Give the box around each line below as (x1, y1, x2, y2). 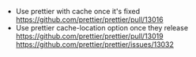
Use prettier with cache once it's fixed (15, 7, 141, 16)
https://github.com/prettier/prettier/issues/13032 (15, 40, 174, 49)
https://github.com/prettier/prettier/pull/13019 (15, 31, 164, 41)
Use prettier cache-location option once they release (15, 23, 188, 32)
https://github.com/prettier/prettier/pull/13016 (15, 15, 164, 24)
